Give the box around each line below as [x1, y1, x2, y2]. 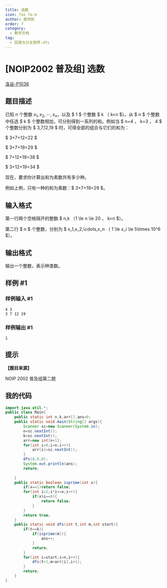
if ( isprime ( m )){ [32, 531, 66, 537]
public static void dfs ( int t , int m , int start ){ [14, 522, 118, 527]
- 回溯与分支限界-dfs [10, 40, 50, 45]
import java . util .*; [5, 405, 49, 410]
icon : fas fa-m [5, 12, 37, 17]
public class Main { [5, 410, 46, 415]
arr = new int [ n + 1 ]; [23, 438, 62, 443]
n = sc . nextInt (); [23, 428, 57, 434]
